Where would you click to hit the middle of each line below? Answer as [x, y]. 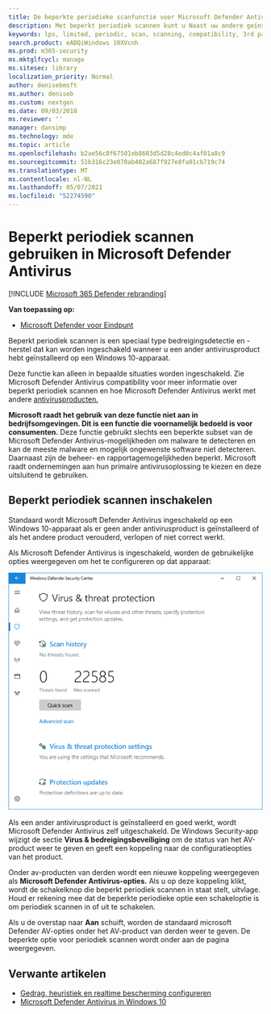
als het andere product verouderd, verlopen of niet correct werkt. [117, 536]
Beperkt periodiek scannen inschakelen [110, 501]
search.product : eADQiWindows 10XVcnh [73, 43]
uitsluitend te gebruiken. [48, 475]
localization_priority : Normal [61, 77]
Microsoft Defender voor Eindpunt [77, 325]
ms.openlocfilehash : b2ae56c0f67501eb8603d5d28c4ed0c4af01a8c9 [117, 154]
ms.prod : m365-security [48, 51]
